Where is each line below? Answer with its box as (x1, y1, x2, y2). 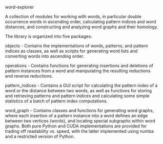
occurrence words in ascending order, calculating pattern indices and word (5, 19, 156, 24)
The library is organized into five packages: (5, 34, 92, 39)
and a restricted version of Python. (5, 134, 75, 139)
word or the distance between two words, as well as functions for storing (5, 88, 152, 93)
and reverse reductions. (5, 73, 53, 79)
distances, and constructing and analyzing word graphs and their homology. (5, 24, 159, 30)
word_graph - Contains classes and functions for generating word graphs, (5, 107, 154, 113)
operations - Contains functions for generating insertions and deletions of (5, 63, 154, 68)
